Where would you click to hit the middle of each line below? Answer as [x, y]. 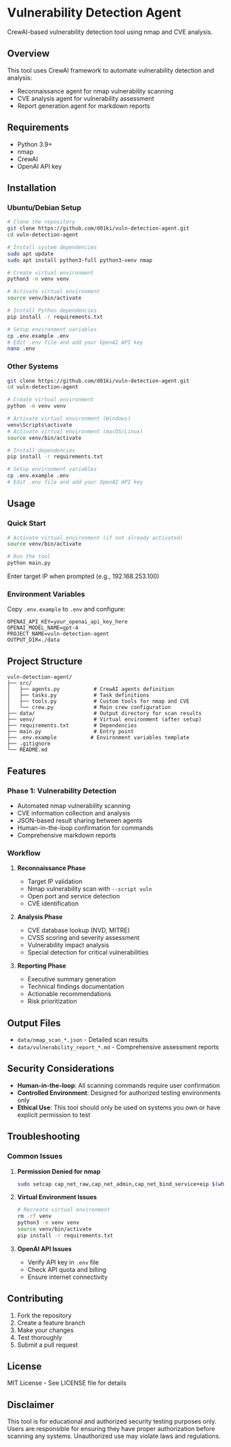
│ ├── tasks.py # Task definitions [78, 695]
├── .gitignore [29, 744]
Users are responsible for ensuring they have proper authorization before [111, 1429]
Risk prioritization [52, 1002]
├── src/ [20, 683]
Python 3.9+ [35, 144]
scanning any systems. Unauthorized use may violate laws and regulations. [114, 1436]
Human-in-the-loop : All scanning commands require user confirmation [119, 1085]
